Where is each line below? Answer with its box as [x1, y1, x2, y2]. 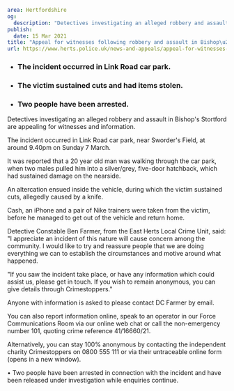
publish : [7, 26, 33, 33]
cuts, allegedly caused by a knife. [7, 192, 104, 201]
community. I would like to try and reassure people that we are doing [7, 242, 204, 250]
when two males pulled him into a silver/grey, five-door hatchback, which [7, 164, 218, 173]
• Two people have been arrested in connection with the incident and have [7, 369, 221, 377]
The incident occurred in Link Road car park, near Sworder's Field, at [7, 136, 205, 144]
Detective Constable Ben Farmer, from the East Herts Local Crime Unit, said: [7, 227, 226, 236]
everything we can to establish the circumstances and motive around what [7, 250, 221, 258]
